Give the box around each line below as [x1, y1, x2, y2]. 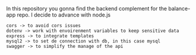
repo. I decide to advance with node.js [17, 11, 111, 18]
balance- [168, 5, 191, 12]
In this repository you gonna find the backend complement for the [6, 5, 167, 12]
